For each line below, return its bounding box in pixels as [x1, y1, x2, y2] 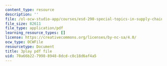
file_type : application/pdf [5, 26, 64, 31]
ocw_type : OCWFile [5, 40, 43, 45]
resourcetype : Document [5, 44, 55, 49]
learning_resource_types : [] [5, 30, 66, 35]
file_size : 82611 [5, 21, 41, 26]
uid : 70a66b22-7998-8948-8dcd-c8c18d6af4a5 [5, 53, 97, 59]
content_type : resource [5, 7, 55, 12]
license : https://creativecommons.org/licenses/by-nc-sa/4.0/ [5, 35, 137, 40]
